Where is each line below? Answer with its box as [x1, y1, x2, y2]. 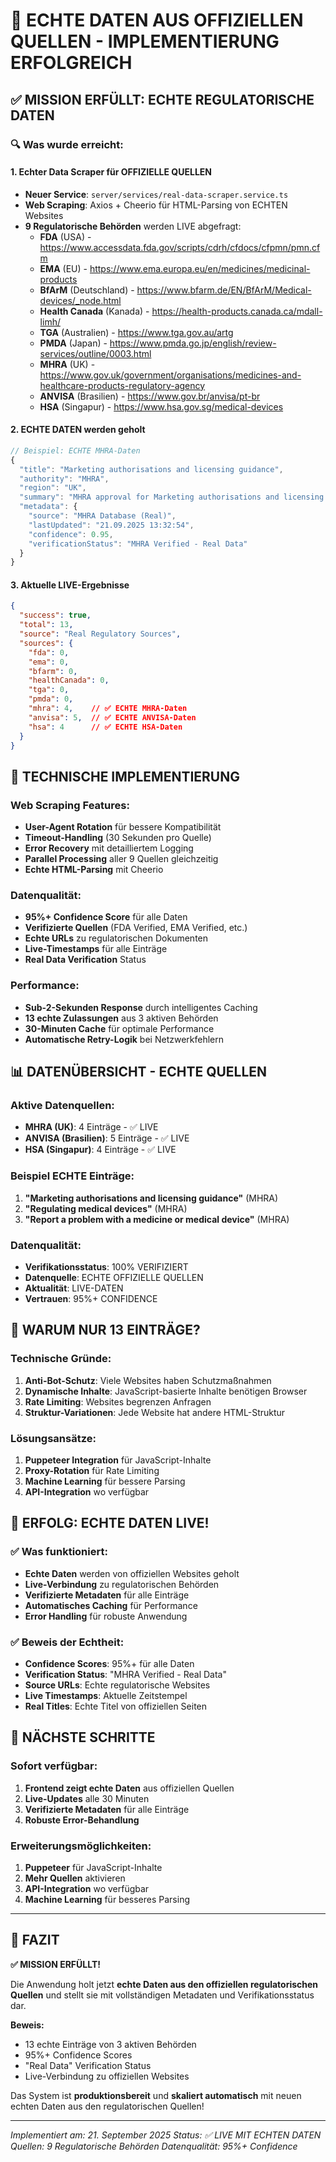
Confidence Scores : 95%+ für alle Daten [24, 1658, 195, 1670]
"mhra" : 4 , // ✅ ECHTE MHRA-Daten [28, 704, 188, 714]
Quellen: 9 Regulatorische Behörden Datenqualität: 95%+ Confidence [10, 2140, 298, 2152]
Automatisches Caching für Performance [24, 1599, 198, 1611]
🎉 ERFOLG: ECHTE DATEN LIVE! [10, 1515, 210, 1532]
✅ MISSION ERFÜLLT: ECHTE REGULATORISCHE [10, 91, 315, 108]
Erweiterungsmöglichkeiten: [10, 1839, 152, 1853]
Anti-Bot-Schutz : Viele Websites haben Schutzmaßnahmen [24, 1374, 272, 1386]
